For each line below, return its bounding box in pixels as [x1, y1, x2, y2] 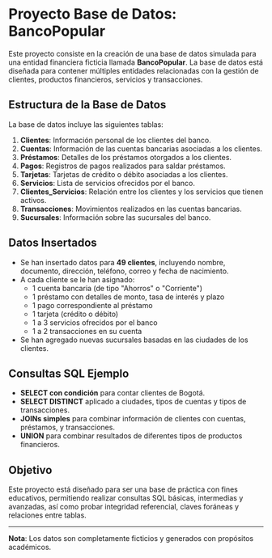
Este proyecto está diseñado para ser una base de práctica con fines [8, 484, 239, 494]
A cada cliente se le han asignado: [19, 274, 135, 284]
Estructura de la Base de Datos [8, 98, 167, 112]
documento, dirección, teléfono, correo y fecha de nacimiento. [19, 266, 229, 276]
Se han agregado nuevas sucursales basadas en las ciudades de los [19, 335, 249, 345]
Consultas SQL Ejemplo [8, 366, 130, 380]
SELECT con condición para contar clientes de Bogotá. [19, 388, 206, 398]
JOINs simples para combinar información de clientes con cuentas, [19, 414, 246, 424]
